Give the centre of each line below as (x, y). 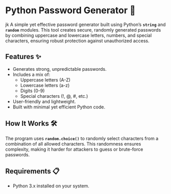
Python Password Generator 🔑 (71, 10)
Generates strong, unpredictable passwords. (59, 69)
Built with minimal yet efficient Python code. (59, 107)
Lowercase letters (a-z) (45, 85)
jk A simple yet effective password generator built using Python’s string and (86, 24)
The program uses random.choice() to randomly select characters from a (82, 138)
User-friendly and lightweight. (44, 101)
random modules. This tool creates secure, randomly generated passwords (83, 30)
